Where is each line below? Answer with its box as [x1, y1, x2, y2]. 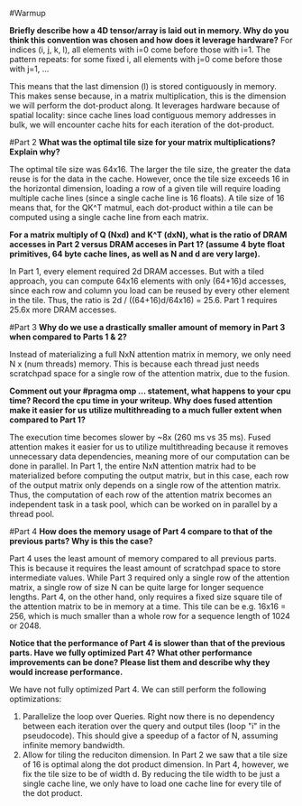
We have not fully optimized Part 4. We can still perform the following [9, 684, 267, 694]
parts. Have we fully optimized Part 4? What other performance [9, 647, 252, 658]
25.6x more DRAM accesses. [9, 304, 117, 315]
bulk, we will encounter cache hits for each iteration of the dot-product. [9, 119, 275, 130]
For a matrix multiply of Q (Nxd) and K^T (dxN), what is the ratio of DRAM [9, 229, 288, 240]
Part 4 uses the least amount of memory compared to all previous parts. [9, 553, 277, 563]
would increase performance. [9, 667, 124, 677]
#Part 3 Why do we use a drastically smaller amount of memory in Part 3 [9, 322, 286, 332]
